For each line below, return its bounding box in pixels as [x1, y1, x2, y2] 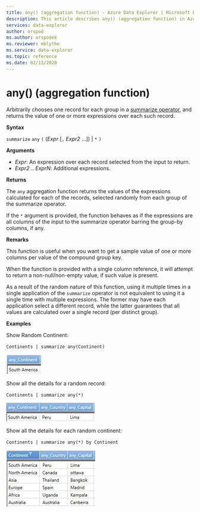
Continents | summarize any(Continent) [6, 344, 105, 350]
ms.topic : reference [6, 54, 58, 59]
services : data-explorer [6, 22, 68, 28]
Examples [6, 320, 32, 327]
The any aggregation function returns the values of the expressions [6, 187, 171, 194]
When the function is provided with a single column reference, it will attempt [6, 265, 193, 272]
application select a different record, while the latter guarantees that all [6, 302, 180, 309]
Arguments [6, 146, 35, 154]
